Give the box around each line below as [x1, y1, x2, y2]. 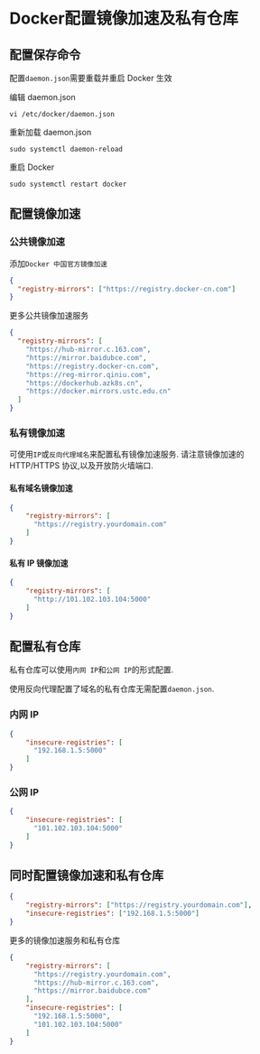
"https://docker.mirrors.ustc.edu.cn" [25, 387, 172, 396]
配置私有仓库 [9, 638, 81, 654]
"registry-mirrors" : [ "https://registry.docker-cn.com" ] [17, 284, 237, 293]
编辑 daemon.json [9, 92, 76, 102]
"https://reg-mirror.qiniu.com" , [25, 370, 152, 379]
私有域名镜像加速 [9, 482, 73, 493]
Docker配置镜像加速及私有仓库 [9, 8, 239, 29]
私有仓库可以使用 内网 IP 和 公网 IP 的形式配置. [9, 664, 174, 675]
